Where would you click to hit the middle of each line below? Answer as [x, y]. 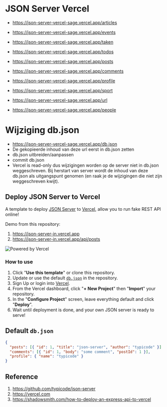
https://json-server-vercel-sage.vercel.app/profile [64, 81]
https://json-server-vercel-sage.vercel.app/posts [63, 61]
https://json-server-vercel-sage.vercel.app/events [64, 32]
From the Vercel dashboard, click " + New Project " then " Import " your [84, 288]
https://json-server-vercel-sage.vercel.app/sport [63, 90]
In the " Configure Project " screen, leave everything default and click [83, 299]
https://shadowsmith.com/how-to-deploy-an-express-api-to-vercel [82, 399]
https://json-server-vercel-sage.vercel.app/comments [68, 71]
